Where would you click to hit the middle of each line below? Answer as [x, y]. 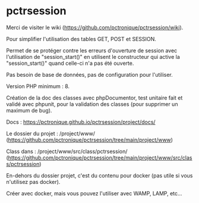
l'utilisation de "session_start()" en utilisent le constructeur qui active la [93, 57]
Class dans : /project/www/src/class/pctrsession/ [67, 151]
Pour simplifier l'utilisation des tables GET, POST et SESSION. [81, 39]
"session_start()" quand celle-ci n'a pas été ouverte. [70, 63]
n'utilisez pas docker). [33, 182]
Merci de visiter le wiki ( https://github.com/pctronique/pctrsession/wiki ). [95, 27]
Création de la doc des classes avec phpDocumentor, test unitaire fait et [94, 98]
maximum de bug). [29, 110]
